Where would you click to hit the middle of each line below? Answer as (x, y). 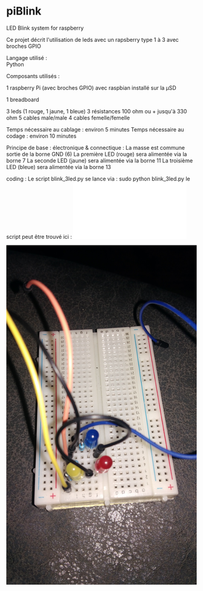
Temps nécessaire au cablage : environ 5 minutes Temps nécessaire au (95, 129)
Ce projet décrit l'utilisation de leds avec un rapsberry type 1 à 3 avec (93, 39)
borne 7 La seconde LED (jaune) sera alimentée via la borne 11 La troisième (100, 160)
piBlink (24, 11)
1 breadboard (23, 99)
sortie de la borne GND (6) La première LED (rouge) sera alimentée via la (97, 154)
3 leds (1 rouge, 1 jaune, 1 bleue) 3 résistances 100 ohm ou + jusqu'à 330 (97, 111)
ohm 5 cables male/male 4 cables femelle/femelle (68, 118)
